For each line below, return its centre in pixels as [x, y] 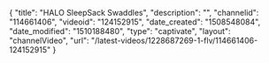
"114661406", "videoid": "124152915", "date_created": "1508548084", [135, 22]
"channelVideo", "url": [50, 40]
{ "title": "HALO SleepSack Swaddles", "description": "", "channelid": [134, 13]
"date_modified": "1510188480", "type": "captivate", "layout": [120, 31]
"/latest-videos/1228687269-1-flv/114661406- [175, 40]
